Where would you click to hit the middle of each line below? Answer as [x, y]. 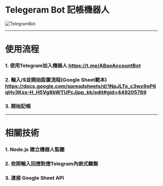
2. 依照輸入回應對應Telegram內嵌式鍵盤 [52, 164]
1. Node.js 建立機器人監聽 [35, 150]
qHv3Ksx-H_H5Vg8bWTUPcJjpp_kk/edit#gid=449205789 [76, 92]
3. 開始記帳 [18, 106]
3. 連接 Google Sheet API [35, 178]
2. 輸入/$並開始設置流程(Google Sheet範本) [56, 79]
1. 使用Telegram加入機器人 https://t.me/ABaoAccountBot [73, 66]
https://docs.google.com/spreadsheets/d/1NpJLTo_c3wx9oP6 [81, 86]
